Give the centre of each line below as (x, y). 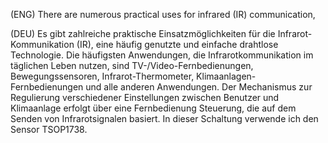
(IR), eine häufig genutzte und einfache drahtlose (177, 44)
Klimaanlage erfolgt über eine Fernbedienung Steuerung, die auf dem (153, 108)
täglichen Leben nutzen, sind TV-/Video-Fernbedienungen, (132, 65)
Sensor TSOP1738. (49, 129)
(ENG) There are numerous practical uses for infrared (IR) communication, (163, 14)
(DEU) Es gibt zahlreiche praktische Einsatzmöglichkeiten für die (143, 33)
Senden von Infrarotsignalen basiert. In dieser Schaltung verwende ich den (164, 118)
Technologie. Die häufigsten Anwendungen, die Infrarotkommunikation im (162, 55)
